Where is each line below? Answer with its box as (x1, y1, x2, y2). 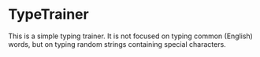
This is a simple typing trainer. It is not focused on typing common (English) (8, 31, 254, 41)
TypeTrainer (8, 5, 89, 23)
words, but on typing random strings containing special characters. (8, 39, 226, 48)
